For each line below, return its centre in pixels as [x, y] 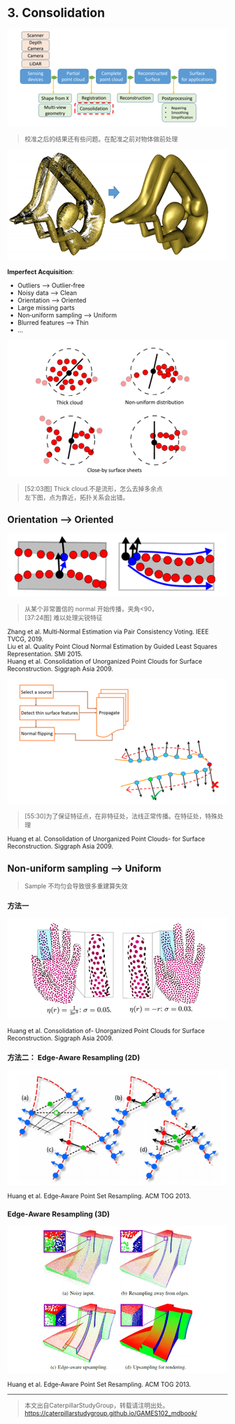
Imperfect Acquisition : [41, 272]
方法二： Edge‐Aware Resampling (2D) [74, 1058]
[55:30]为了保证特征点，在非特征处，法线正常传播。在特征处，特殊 [121, 816]
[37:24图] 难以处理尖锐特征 [63, 618]
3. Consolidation [56, 13]
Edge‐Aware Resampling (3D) [59, 1213]
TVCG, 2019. [26, 639]
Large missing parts [46, 308]
